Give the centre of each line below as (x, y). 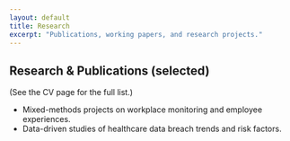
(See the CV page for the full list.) (71, 93)
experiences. (46, 119)
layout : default (40, 18)
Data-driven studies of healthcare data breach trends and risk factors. (152, 129)
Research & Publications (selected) (110, 70)
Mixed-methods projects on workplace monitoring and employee (142, 110)
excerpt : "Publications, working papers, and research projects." (136, 34)
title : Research (40, 26)
